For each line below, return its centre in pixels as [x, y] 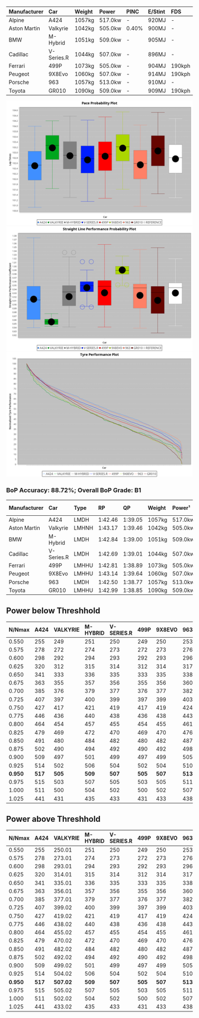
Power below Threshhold [53, 611]
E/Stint [157, 11]
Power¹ [181, 508]
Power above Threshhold [53, 819]
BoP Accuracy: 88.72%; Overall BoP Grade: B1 [74, 490]
